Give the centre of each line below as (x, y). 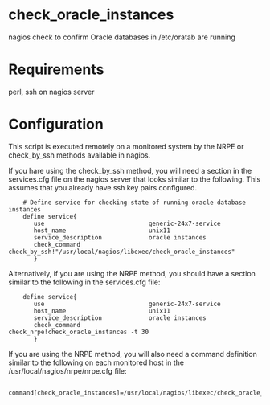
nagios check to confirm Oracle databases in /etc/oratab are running (122, 37)
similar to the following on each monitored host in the (96, 362)
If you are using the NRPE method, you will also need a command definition (133, 354)
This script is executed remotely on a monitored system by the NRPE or (126, 146)
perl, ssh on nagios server (51, 92)
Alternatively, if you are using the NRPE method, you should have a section (132, 273)
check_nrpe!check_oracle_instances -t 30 (79, 332)
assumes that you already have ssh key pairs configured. (103, 187)
